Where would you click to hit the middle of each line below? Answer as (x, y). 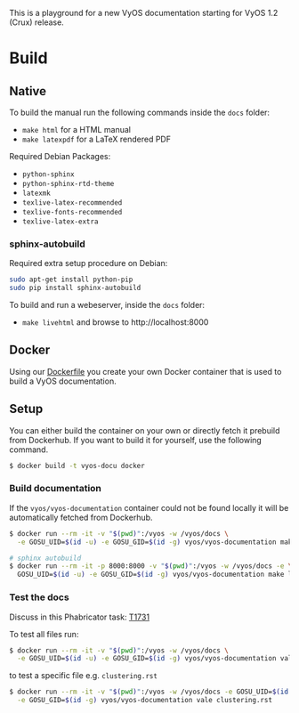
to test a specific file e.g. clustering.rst (84, 676)
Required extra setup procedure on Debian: (89, 263)
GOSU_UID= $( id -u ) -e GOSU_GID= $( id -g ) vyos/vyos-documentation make (151, 575)
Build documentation (56, 489)
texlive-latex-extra (60, 222)
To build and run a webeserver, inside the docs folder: (107, 305)
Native (28, 91)
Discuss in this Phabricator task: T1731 (79, 617)
